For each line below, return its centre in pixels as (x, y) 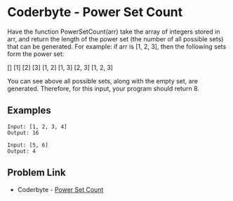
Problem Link (36, 173)
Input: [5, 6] (28, 145)
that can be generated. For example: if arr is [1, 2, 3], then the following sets (117, 46)
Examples (29, 110)
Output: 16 (23, 133)
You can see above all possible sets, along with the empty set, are (103, 81)
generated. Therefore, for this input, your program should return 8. (104, 88)
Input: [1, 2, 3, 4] (38, 127)
